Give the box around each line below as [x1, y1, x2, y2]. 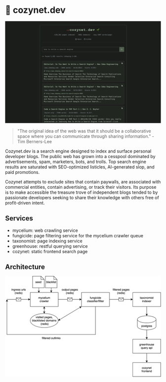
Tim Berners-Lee [17, 138, 52, 144]
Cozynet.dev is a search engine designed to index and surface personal [5, 148, 152, 154]
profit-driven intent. [5, 200, 45, 206]
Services [5, 214, 34, 222]
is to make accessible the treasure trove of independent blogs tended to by [5, 189, 158, 195]
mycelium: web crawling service [12, 227, 78, 233]
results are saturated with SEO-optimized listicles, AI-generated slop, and [5, 164, 155, 170]
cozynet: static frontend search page [12, 248, 88, 254]
